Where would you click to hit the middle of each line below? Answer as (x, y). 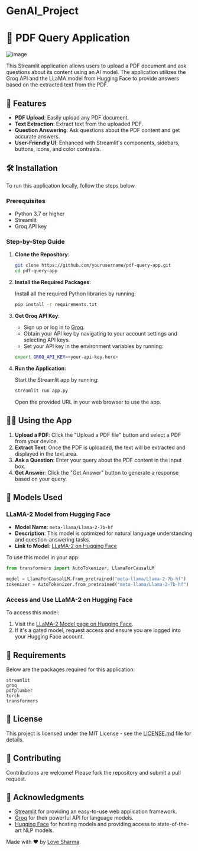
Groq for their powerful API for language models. (74, 818)
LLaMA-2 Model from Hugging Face (58, 514)
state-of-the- (173, 824)
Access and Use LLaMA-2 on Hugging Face (69, 599)
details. (15, 739)
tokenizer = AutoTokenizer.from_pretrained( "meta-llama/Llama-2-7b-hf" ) (98, 584)
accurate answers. (37, 136)
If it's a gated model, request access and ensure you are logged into (98, 630)
